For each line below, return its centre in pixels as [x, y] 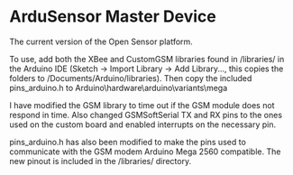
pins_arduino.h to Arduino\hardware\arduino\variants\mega [119, 87]
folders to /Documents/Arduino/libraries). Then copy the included [131, 78]
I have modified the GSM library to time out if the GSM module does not [142, 105]
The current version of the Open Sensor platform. [101, 41]
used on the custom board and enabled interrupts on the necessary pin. [143, 124]
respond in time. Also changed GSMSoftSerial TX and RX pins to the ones [146, 115]
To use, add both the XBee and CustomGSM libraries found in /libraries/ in [147, 59]
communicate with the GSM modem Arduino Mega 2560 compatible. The [145, 152]
